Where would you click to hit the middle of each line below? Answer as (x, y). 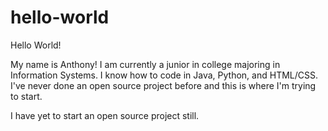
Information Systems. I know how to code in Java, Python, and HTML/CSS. (164, 75)
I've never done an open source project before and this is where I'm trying (163, 85)
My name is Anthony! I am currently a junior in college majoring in (145, 64)
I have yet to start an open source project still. (105, 115)
